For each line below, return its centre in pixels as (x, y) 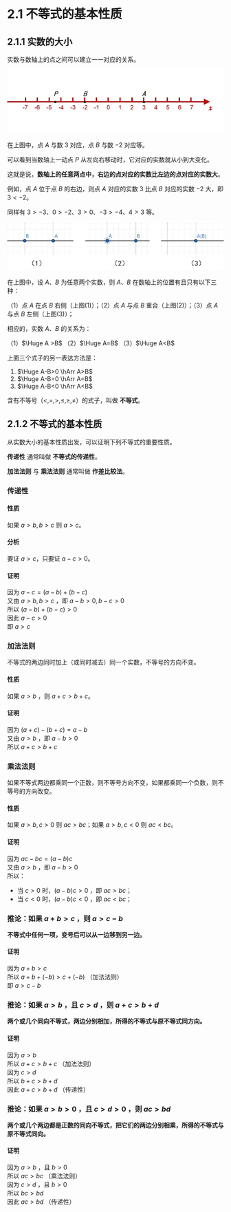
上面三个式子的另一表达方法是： (52, 358)
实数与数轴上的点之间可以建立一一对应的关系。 (73, 59)
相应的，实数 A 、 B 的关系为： (49, 328)
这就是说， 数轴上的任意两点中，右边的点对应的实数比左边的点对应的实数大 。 (115, 174)
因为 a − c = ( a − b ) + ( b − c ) (47, 592)
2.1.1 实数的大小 (40, 42)
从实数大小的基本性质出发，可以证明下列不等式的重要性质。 (91, 442)
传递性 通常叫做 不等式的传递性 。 (54, 456)
